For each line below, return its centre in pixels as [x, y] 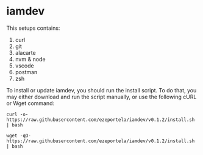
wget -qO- [19, 136]
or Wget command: [30, 103]
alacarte [26, 52]
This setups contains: [33, 28]
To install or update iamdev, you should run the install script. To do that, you [101, 90]
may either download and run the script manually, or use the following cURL [101, 97]
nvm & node [30, 59]
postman [26, 72]
